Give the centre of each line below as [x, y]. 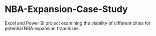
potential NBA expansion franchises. [42, 28]
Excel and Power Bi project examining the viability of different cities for [78, 23]
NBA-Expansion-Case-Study [66, 9]
